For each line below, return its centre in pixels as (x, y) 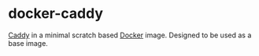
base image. (28, 43)
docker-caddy (56, 14)
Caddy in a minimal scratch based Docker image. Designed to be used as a (130, 35)
